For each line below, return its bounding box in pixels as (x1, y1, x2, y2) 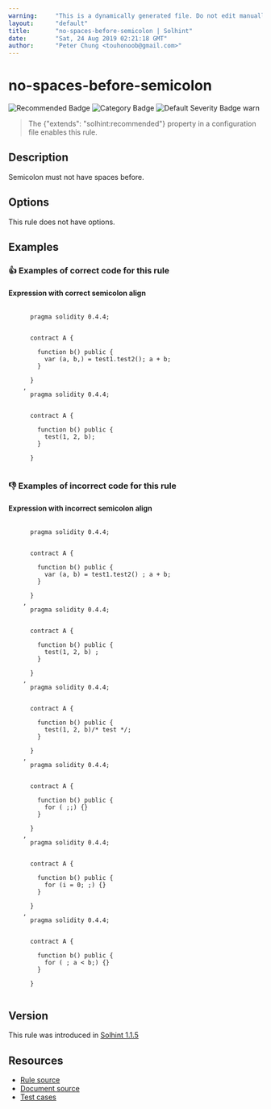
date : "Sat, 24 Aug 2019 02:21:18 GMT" (8, 34, 168, 43)
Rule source (19, 1074, 60, 1085)
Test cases (19, 1092, 56, 1102)
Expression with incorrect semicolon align (8, 503, 152, 513)
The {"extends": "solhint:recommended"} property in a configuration (27, 119, 256, 129)
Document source (19, 1083, 81, 1093)
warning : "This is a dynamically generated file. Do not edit (8, 11, 236, 20)
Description (8, 151, 69, 165)
